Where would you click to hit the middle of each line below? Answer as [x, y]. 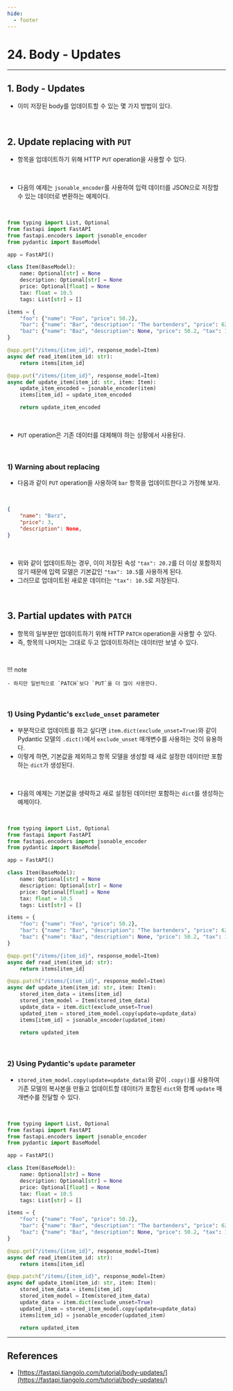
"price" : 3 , [37, 522]
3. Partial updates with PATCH [69, 616]
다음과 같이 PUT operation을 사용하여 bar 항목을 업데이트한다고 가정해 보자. [119, 483]
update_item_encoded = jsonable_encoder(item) [88, 389]
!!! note [17, 669]
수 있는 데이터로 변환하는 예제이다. [63, 196]
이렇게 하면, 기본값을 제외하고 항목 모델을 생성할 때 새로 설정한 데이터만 [113, 756]
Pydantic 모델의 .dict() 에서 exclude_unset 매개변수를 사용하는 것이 [111, 739]
